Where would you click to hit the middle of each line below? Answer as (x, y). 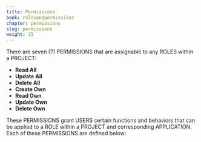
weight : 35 (20, 35)
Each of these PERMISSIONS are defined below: (66, 134)
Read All (26, 70)
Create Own (31, 89)
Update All (28, 76)
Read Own (28, 96)
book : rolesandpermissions (40, 18)
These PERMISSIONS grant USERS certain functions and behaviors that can (101, 120)
